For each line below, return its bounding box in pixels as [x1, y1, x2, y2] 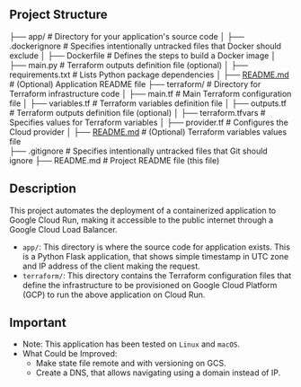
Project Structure [9, 7, 108, 22]
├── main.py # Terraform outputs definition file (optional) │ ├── [9, 59, 249, 70]
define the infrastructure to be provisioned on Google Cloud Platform [22, 279, 278, 290]
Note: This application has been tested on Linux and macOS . [22, 339, 241, 349]
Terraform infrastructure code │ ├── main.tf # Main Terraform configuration [9, 88, 292, 99]
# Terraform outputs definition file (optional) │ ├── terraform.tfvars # [9, 107, 266, 118]
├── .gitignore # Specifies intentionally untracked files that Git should [9, 145, 268, 156]
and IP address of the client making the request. [22, 260, 200, 271]
